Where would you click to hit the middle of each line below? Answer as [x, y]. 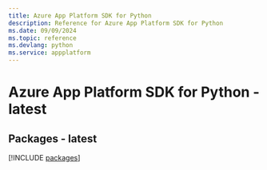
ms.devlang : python [41, 45]
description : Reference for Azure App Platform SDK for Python [116, 23]
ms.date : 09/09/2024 [43, 30]
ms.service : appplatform [50, 53]
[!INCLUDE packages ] [44, 158]
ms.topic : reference [43, 38]
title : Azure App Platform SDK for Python [80, 16]
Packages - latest [53, 138]
